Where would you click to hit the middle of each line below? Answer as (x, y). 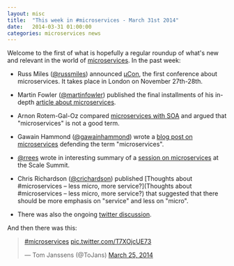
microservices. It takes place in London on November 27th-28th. (110, 82)
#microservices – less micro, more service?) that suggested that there (118, 193)
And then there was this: (42, 228)
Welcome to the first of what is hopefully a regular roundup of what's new (113, 53)
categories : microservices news (54, 33)
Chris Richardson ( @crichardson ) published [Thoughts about (105, 179)
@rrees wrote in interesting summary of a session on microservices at (118, 158)
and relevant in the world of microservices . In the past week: (94, 61)
